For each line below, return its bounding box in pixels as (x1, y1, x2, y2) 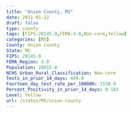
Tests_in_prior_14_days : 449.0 (6, 75, 84, 81)
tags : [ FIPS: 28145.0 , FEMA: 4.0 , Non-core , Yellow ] (6, 31, 127, 37)
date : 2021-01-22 (6, 14, 50, 20)
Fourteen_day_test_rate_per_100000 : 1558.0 (6, 81, 116, 87)
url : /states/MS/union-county (6, 97, 82, 103)
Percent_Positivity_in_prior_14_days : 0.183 (6, 87, 119, 93)
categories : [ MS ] (6, 36, 50, 42)
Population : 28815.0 (6, 64, 58, 71)
